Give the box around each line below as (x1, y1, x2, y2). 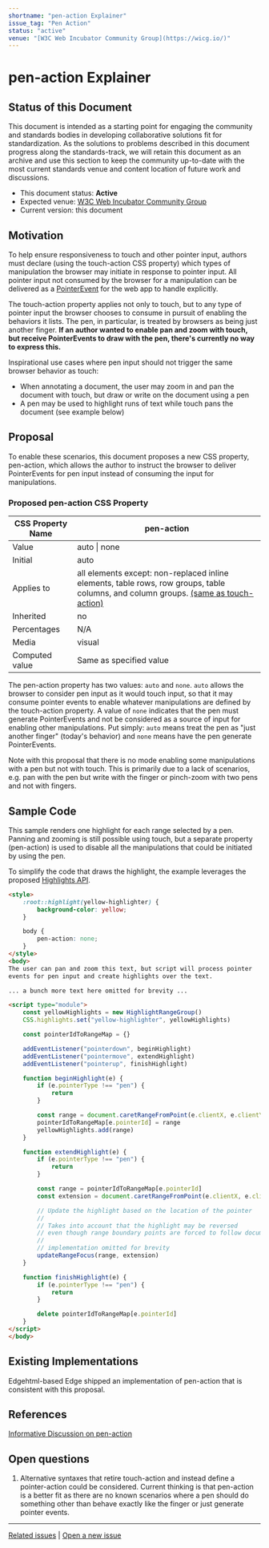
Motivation (8, 228, 64, 242)
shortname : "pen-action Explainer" (8, 11, 127, 20)
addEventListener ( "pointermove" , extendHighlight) (22, 1052, 195, 1061)
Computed (12, 650, 52, 661)
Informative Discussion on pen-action (8, 1429, 132, 1439)
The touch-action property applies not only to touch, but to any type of (8, 300, 242, 309)
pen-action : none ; (37, 935, 98, 943)
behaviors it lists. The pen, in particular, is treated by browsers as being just (8, 317, 258, 326)
